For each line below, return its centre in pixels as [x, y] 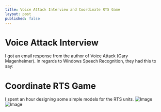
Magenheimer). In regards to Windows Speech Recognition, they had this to [81, 61]
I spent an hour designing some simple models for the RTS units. [70, 99]
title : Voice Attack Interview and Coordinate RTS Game [63, 9]
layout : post [18, 14]
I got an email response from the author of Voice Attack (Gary [67, 56]
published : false [23, 18]
